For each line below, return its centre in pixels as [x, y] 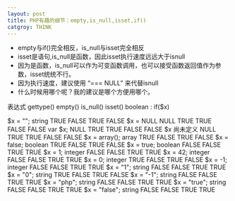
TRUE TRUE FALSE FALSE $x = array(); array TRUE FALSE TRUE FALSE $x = [118, 138]
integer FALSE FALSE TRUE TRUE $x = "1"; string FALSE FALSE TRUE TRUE [117, 167]
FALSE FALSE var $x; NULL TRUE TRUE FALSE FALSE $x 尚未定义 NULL [112, 129]
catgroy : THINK [30, 27]
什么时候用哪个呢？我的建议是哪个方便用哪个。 [85, 92]
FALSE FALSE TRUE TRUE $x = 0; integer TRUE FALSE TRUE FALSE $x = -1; [117, 160]
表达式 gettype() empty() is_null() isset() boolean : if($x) [89, 107]
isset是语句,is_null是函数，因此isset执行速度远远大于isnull [101, 56]
